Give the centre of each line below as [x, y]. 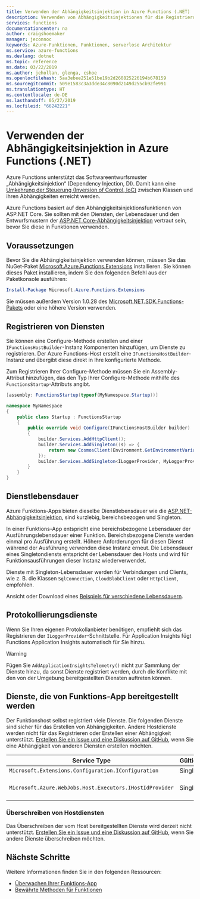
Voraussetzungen [40, 245]
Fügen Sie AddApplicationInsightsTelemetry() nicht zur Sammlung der [93, 665]
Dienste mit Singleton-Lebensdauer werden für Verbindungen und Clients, [97, 572]
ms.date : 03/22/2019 [32, 67]
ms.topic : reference [32, 61]
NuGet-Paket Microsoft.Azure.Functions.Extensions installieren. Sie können [99, 267]
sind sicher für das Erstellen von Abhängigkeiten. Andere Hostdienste [91, 727]
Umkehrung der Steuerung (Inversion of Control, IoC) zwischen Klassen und [100, 190]
